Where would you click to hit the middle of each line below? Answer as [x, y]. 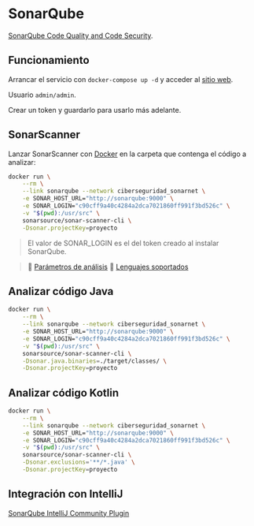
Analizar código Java [61, 291]
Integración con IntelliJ [66, 494]
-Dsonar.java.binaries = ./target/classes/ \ [95, 361]
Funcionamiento [49, 60]
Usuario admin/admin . [42, 95]
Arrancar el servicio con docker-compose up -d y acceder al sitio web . [121, 79]
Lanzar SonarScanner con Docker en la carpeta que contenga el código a [127, 154]
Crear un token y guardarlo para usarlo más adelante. [95, 110]
